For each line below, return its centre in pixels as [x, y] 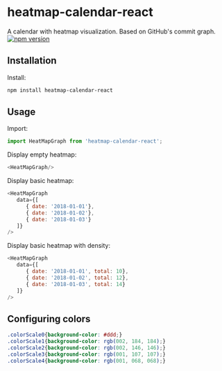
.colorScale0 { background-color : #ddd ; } [65, 335]
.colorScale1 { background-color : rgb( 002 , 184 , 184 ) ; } [87, 342]
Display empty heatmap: [42, 155]
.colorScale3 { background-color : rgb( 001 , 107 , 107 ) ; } [87, 354]
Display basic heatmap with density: [59, 246]
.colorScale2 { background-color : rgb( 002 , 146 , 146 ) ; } [87, 348]
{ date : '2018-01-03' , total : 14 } [76, 284]
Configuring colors [49, 318]
